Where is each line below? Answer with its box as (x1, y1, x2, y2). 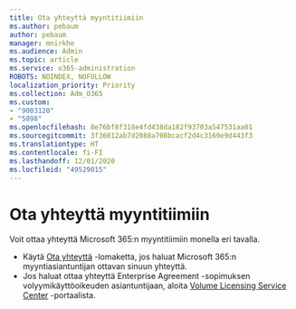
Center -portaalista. (22, 290, 97, 301)
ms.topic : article (9, 55, 79, 64)
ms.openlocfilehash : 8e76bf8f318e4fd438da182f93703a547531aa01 (9, 123, 253, 132)
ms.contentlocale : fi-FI (9, 148, 103, 157)
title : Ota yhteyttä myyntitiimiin (9, 13, 144, 23)
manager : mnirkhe (9, 38, 75, 48)
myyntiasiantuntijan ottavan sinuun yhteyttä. (22, 261, 187, 272)
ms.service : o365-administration (9, 64, 136, 73)
